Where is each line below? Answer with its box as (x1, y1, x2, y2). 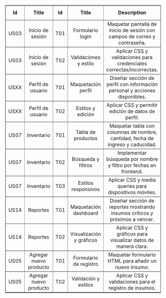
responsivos (71, 186, 100, 193)
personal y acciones (108, 87, 156, 94)
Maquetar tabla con (109, 123, 155, 129)
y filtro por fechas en (108, 162, 157, 168)
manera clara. (116, 243, 148, 250)
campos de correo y (108, 33, 156, 40)
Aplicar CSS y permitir (106, 102, 158, 108)
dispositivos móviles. (108, 189, 157, 196)
